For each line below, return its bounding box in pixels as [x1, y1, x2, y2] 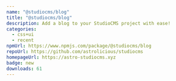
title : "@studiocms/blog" [6, 15, 72, 21]
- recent [12, 37, 34, 43]
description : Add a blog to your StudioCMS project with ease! [6, 20, 171, 26]
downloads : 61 [6, 65, 43, 72]
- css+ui [12, 32, 34, 38]
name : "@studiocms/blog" [6, 9, 70, 15]
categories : [6, 26, 37, 32]
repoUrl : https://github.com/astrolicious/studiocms [6, 49, 144, 55]
